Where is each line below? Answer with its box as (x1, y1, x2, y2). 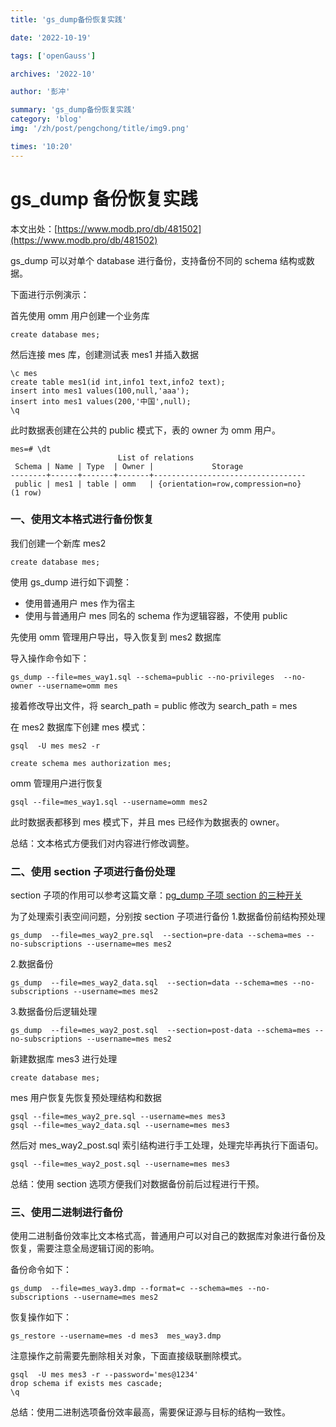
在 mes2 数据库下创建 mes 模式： (10, 721, 148, 733)
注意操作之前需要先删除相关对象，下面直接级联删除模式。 (10, 1350, 247, 1362)
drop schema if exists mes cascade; (10, 1379, 163, 1389)
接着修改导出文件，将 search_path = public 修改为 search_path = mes (10, 699, 298, 711)
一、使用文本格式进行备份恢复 (10, 512, 155, 526)
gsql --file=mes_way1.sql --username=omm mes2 (10, 797, 208, 807)
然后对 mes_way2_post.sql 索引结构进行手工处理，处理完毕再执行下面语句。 (10, 1139, 324, 1151)
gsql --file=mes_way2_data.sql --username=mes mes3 (10, 1121, 230, 1131)
